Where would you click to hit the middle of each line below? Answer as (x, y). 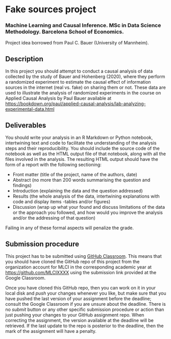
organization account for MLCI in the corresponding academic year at (79, 267)
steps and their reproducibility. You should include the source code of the (82, 149)
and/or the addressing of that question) (54, 218)
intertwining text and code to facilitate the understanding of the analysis (81, 143)
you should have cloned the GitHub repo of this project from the (72, 261)
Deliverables (26, 125)
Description (24, 59)
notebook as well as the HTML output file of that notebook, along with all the (86, 154)
